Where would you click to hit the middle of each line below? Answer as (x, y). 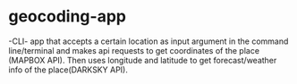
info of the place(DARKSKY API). (68, 70)
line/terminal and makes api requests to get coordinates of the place (134, 50)
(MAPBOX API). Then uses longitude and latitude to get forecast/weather (143, 60)
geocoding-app (68, 17)
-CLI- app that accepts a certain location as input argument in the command (148, 41)
